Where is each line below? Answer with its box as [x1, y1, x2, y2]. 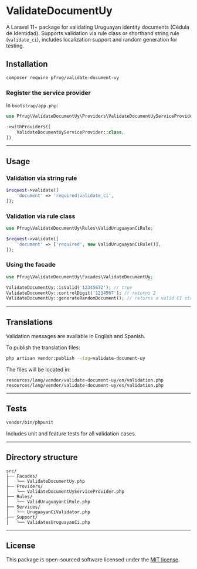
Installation [6, 59, 48, 69]
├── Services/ [6, 504, 41, 510]
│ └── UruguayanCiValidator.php [6, 509, 91, 515]
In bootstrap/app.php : [6, 101, 59, 109]
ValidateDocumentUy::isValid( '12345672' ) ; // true [6, 284, 133, 291]
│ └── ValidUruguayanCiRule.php [6, 499, 91, 505]
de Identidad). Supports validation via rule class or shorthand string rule [6, 29, 180, 36]
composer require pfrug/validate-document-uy [6, 74, 119, 80]
